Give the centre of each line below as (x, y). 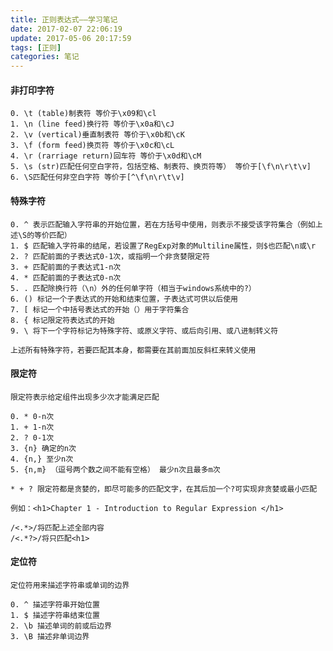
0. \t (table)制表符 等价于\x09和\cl (83, 114)
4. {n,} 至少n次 (42, 459)
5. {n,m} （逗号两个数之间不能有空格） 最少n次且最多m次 (115, 469)
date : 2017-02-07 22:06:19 (66, 29)
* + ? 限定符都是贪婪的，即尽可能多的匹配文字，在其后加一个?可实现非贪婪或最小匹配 (164, 489)
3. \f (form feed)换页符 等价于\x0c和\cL (92, 146)
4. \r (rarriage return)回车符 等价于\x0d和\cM (106, 156)
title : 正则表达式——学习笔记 (64, 19)
